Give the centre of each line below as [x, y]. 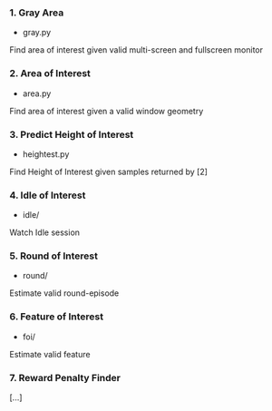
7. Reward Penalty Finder [65, 377]
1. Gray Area [37, 13]
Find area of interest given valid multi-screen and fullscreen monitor [136, 50]
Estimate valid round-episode [64, 293]
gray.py [37, 33]
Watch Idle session [44, 232]
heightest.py [46, 154]
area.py [37, 93]
